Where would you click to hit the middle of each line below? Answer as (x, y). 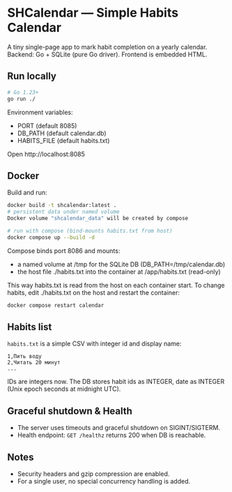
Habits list (30, 326)
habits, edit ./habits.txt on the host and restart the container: (93, 292)
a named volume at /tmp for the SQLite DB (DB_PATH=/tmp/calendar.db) (121, 264)
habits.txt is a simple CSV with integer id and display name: (94, 344)
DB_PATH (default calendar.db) (62, 133)
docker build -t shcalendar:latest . (62, 206)
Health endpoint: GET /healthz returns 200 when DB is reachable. (111, 435)
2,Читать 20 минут (34, 363)
